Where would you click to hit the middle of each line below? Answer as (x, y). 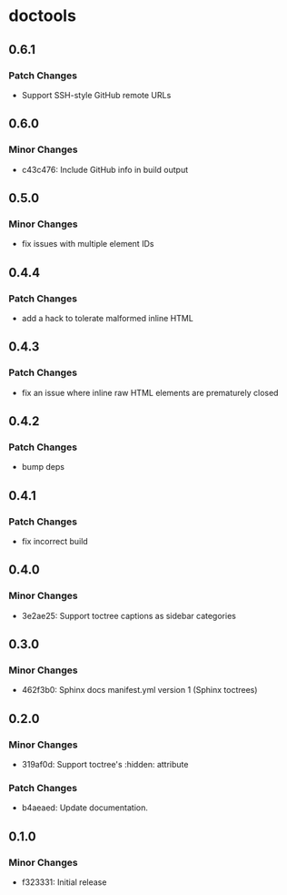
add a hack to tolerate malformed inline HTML (108, 318)
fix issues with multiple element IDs (88, 244)
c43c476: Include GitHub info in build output (105, 169)
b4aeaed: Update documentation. (85, 808)
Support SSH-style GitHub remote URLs (96, 95)
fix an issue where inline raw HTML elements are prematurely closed (150, 392)
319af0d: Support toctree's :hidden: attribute (105, 765)
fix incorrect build (54, 541)
